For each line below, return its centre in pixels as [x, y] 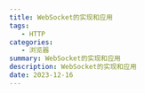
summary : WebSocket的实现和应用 [65, 58]
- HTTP [33, 34]
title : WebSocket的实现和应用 [61, 17]
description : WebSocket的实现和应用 [73, 67]
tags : [19, 26]
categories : [31, 42]
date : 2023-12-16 [41, 75]
